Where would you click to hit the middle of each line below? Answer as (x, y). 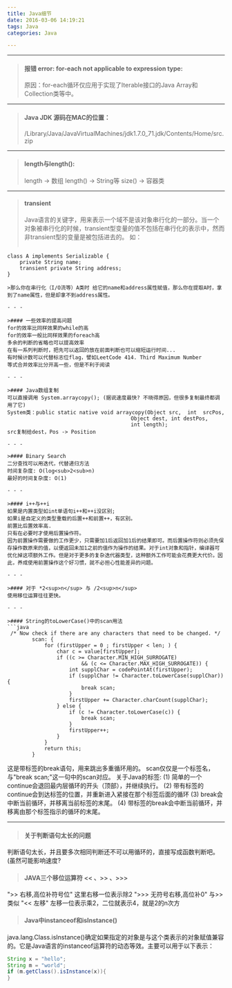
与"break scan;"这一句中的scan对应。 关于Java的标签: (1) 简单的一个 (105, 777)
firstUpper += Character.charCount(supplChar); (138, 700)
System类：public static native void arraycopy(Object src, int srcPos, (116, 413)
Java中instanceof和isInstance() (70, 920)
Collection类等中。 (50, 94)
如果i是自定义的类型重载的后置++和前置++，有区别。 (71, 519)
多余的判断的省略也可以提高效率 (46, 343)
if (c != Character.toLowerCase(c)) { (125, 712)
